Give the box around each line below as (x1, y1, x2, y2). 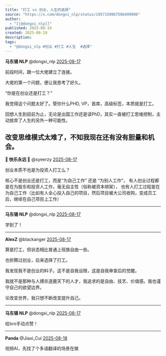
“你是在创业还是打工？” (5, 90, 53, 96)
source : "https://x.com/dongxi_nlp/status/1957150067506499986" (5, 12, 140, 17)
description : (5, 35, 32, 40)
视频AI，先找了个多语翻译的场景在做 (5, 346, 79, 352)
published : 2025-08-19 (5, 26, 52, 31)
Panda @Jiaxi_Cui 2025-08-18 (5, 335, 68, 341)
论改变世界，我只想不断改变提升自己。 (5, 295, 83, 301)
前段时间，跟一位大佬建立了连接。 (5, 69, 75, 75)
